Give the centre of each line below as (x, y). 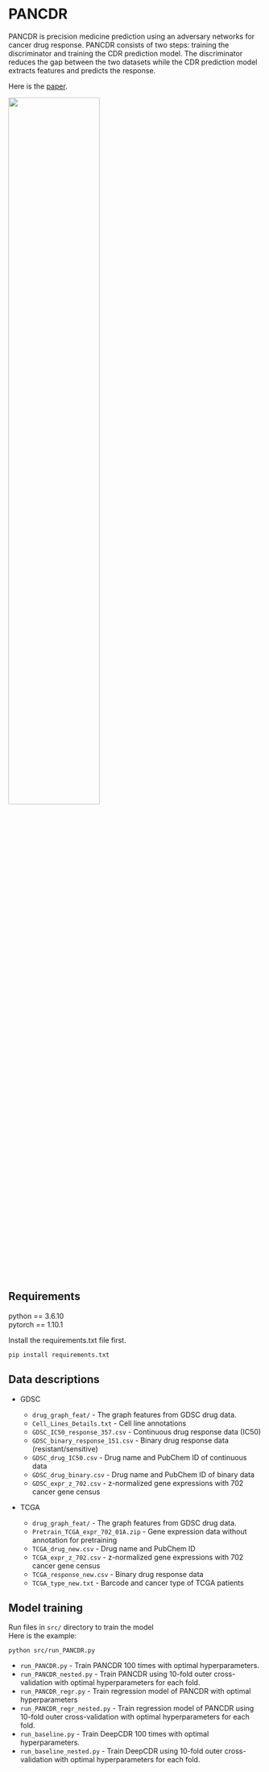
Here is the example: (43, 1636)
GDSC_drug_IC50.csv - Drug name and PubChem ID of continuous (139, 1457)
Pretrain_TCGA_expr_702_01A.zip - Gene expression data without (139, 1531)
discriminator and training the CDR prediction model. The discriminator (126, 53)
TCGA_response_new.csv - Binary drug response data (118, 1574)
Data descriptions (54, 1379)
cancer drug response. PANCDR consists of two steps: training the (119, 44)
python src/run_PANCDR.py (52, 1651)
